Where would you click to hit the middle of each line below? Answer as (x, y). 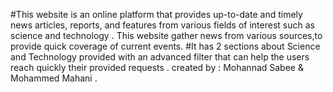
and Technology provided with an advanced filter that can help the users (160, 57)
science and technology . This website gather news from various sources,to (166, 35)
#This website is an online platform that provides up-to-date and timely (156, 14)
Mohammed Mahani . (54, 78)
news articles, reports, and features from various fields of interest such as (162, 25)
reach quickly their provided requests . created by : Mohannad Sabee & (157, 67)
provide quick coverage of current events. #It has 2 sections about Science (165, 46)
